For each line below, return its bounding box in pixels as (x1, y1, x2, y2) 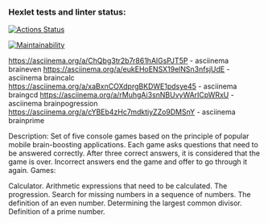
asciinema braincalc (8, 73, 75, 83)
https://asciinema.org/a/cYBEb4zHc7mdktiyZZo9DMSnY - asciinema (8, 107, 236, 117)
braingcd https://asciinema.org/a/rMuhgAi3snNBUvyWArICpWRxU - (8, 90, 235, 100)
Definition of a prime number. (8, 207, 106, 217)
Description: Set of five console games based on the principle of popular (8, 131, 249, 141)
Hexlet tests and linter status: (8, 6, 126, 18)
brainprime (8, 116, 45, 126)
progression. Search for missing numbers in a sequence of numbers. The (8, 190, 251, 200)
